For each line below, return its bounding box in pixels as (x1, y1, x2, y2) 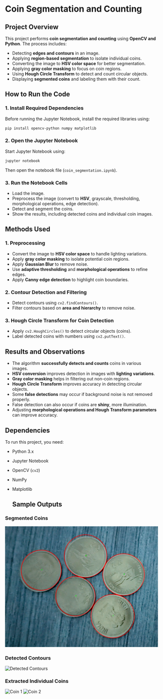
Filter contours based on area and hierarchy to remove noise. (12, 305, 136, 311)
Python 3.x (12, 448, 34, 454)
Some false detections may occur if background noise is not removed (12, 392, 153, 397)
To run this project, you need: (5, 439, 64, 445)
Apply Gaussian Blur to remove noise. (12, 261, 88, 267)
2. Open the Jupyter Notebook (5, 137, 78, 144)
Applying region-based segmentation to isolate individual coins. (12, 55, 142, 61)
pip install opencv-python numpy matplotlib (5, 125, 97, 131)
